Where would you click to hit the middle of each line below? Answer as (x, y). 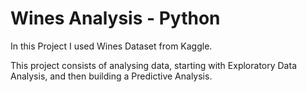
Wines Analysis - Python (115, 18)
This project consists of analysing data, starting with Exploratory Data (153, 65)
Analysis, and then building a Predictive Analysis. (111, 76)
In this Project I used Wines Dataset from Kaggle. (111, 46)
